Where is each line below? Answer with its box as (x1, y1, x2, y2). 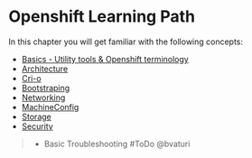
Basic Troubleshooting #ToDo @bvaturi (43, 138, 191, 149)
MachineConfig (21, 101, 79, 112)
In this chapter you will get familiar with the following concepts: (8, 36, 244, 47)
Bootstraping (21, 82, 70, 93)
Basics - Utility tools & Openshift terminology (21, 53, 189, 64)
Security (21, 120, 53, 132)
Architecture (21, 63, 69, 74)
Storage (21, 111, 51, 122)
